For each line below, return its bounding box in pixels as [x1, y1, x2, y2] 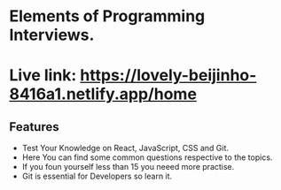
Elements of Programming [9, 6, 206, 27]
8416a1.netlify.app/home [9, 84, 198, 104]
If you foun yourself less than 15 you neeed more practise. [21, 162, 235, 172]
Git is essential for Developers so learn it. [21, 171, 173, 182]
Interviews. [9, 25, 95, 45]
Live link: [9, 65, 77, 86]
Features [9, 119, 59, 134]
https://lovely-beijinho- [79, 65, 257, 86]
